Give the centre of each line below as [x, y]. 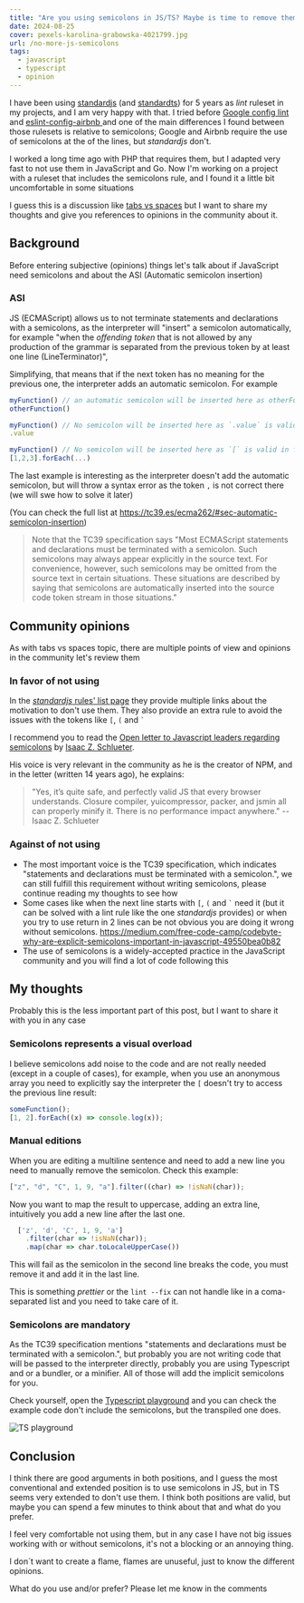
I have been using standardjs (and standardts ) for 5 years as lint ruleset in [147, 102]
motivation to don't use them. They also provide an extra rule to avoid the [146, 710]
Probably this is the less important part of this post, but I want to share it [144, 1011]
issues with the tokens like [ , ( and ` [77, 720]
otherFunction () [40, 409]
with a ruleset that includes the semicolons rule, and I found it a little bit [142, 178]
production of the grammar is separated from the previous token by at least [150, 346]
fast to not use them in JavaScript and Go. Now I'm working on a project [144, 168]
